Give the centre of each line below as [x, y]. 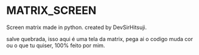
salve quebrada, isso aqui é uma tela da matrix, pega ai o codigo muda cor [100, 39]
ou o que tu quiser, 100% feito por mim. [56, 45]
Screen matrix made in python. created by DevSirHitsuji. [77, 27]
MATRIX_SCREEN [51, 11]
